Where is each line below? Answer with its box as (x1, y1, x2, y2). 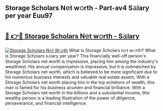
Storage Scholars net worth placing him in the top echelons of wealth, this (5, 80, 155, 85)
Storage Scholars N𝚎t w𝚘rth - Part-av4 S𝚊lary (5, 4, 150, 12)
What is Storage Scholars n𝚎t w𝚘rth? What (69, 48, 156, 53)
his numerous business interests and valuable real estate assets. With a (5, 74, 150, 80)
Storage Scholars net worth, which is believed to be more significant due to (5, 69, 158, 75)
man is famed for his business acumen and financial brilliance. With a (5, 84, 145, 90)
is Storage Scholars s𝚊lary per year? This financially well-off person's (5, 53, 146, 58)
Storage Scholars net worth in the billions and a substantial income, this (5, 90, 150, 95)
